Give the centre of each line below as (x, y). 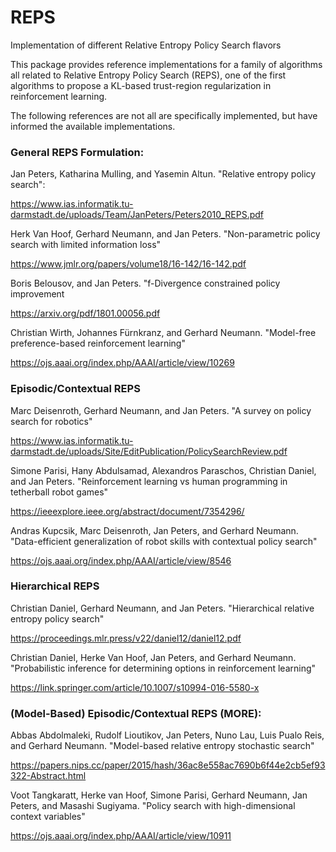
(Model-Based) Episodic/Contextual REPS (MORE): (136, 713)
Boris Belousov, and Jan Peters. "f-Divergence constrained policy (145, 283)
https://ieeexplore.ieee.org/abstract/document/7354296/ (127, 511)
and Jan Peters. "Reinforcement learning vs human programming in (149, 481)
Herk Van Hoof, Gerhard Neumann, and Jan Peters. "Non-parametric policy (165, 234)
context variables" (48, 817)
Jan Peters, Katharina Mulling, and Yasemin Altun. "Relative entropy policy (163, 174)
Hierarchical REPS (55, 586)
